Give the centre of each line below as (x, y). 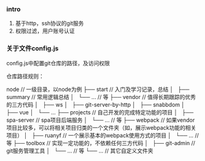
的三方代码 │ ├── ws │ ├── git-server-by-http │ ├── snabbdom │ (96, 104)
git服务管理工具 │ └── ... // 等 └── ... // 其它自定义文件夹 (80, 151)
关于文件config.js (33, 49)
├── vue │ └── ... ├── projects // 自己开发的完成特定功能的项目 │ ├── (100, 112)
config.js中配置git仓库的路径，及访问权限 (58, 63)
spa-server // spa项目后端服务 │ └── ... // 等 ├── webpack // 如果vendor (101, 120)
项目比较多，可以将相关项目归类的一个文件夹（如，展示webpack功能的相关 (101, 127)
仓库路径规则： (25, 76)
